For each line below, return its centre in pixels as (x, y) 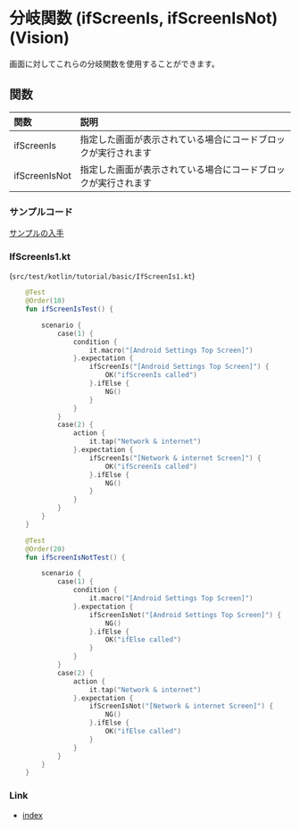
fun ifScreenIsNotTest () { (75, 557)
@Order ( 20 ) (46, 549)
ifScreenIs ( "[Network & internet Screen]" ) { (175, 458)
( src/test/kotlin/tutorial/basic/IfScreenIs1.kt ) (102, 276)
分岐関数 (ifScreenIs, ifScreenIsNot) (144, 18)
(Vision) (39, 38)
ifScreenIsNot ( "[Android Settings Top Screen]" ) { (185, 615)
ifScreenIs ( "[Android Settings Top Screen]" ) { (179, 367)
